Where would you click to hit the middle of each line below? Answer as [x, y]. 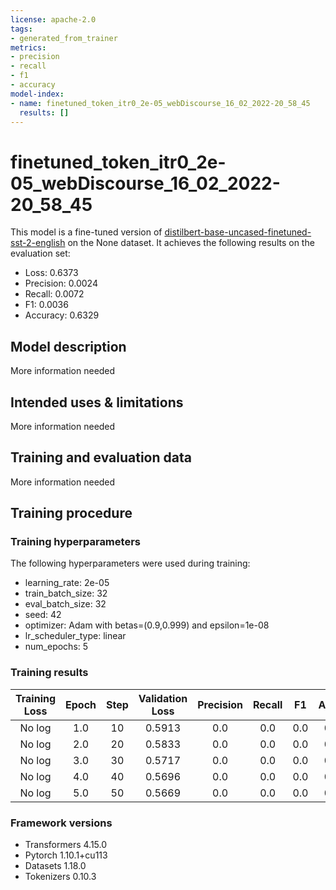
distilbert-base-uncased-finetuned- [238, 232]
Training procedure [71, 513]
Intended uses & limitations [97, 402]
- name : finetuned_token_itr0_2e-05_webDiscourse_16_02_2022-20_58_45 [160, 103]
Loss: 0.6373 [51, 273]
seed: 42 [43, 615]
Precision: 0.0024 [61, 283]
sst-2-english [38, 243]
